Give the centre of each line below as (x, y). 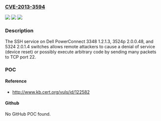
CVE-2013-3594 (25, 7)
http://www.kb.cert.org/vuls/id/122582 (51, 92)
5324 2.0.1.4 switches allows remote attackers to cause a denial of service (80, 46)
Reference (16, 81)
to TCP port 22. (21, 57)
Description (19, 31)
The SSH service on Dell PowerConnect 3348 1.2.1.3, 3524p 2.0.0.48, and (79, 41)
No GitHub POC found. (28, 114)
